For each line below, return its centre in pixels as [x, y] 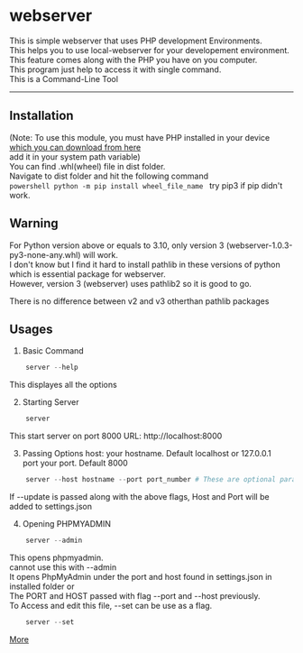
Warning [34, 223]
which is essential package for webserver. [87, 274]
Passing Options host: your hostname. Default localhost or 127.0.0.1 [147, 454]
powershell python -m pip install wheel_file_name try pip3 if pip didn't [146, 185]
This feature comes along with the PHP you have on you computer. [133, 60]
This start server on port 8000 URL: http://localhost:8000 [116, 436]
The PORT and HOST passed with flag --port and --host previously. [135, 595]
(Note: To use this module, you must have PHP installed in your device [140, 137]
